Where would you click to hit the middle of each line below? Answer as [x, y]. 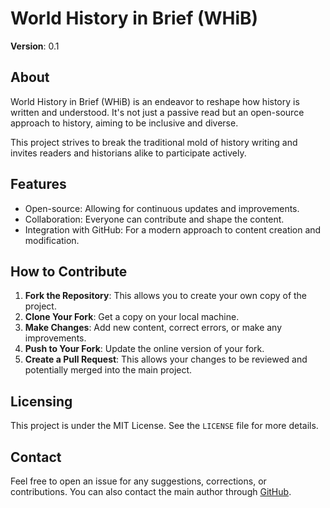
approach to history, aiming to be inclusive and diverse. [124, 123]
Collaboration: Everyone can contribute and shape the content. [154, 219]
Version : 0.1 [35, 46]
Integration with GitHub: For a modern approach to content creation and [173, 229]
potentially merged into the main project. [108, 370]
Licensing [41, 401]
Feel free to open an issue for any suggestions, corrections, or [138, 481]
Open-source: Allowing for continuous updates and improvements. [162, 208]
